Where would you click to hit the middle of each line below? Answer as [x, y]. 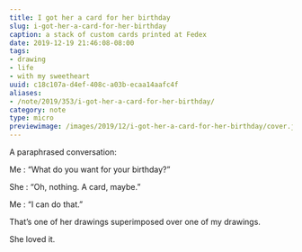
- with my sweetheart [50, 76]
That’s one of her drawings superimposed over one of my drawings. [135, 222]
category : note [38, 110]
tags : [19, 51]
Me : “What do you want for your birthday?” [90, 169]
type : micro [31, 118]
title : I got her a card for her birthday [90, 18]
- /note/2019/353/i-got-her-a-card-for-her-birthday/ [112, 101]
